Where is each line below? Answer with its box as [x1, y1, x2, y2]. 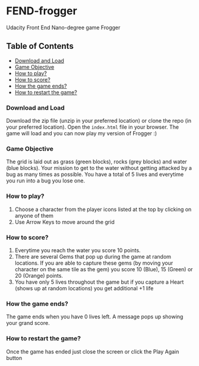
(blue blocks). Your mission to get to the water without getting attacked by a [6, 165, 192, 172]
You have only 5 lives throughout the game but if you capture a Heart [14, 278, 184, 286]
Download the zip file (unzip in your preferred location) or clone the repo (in [6, 117, 192, 125]
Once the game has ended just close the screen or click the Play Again [6, 348, 179, 355]
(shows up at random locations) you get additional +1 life [14, 284, 154, 291]
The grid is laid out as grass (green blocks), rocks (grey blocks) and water [6, 158, 187, 165]
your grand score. [6, 320, 50, 327]
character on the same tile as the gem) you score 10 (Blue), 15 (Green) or [14, 265, 193, 272]
